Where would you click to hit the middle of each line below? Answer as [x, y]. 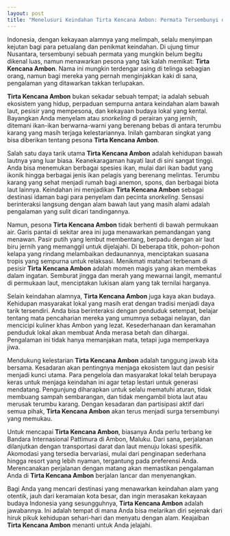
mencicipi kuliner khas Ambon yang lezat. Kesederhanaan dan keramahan [111, 325]
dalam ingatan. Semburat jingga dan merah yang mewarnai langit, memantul [115, 275]
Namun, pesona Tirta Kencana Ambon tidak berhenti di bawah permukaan [113, 225]
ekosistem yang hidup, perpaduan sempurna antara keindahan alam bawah [113, 103]
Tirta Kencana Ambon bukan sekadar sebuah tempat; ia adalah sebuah [108, 96]
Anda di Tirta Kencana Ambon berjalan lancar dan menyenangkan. [102, 475]
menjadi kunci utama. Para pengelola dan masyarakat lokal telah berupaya [112, 374]
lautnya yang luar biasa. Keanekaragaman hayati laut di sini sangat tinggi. [111, 160]
